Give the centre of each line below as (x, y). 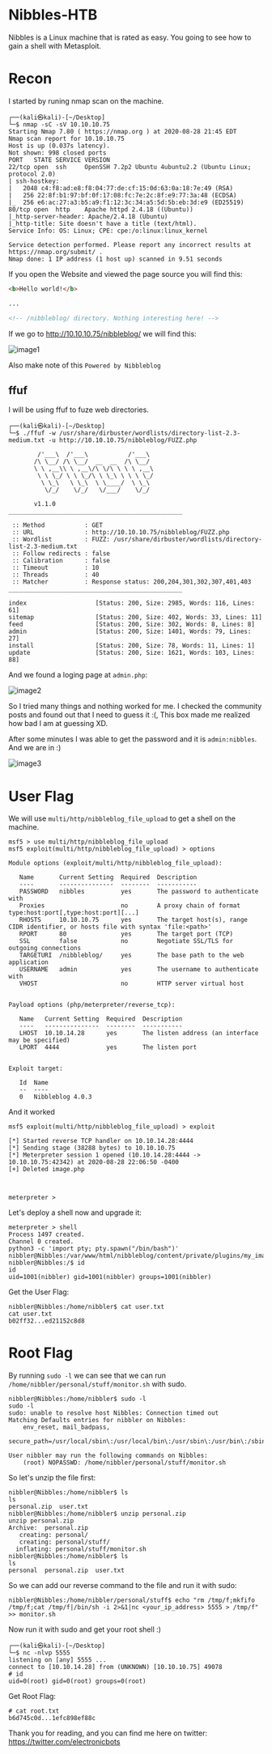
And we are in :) (35, 748)
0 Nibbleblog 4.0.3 (55, 1097)
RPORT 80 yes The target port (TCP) (126, 934)
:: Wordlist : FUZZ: (61, 540)
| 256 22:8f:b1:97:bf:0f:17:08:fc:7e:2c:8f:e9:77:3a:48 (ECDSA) (123, 195)
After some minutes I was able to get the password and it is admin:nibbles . (133, 739)
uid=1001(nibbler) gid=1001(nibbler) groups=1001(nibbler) (110, 1277)
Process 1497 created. (47, 1235)
